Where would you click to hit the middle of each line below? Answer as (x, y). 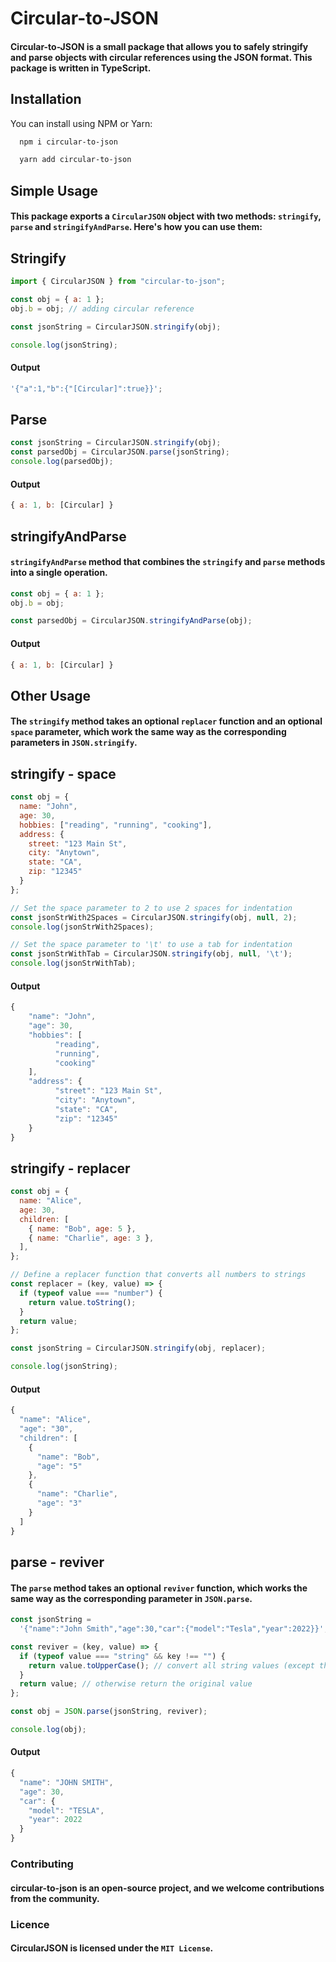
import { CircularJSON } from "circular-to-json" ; (118, 282)
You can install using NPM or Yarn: (81, 123)
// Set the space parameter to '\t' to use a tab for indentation (151, 945)
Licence (30, 1924)
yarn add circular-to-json (75, 160)
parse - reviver (57, 1562)
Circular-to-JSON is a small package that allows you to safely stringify (159, 46)
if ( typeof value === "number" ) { (91, 1293)
